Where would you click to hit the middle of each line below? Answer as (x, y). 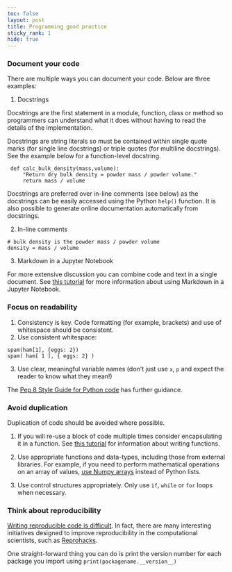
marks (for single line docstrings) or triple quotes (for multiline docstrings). (114, 149)
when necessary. (42, 493)
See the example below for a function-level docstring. (84, 156)
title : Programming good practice (57, 26)
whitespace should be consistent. (65, 330)
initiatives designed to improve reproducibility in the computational (102, 533)
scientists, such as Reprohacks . (52, 540)
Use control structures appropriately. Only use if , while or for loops (115, 485)
